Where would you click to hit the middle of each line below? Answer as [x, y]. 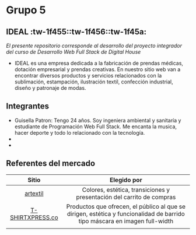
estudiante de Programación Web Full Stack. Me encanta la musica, [95, 127]
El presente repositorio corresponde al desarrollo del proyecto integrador [94, 45]
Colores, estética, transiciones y [126, 190]
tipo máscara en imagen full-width [126, 221]
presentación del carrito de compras [126, 197]
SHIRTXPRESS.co [34, 218]
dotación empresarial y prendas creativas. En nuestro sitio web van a [97, 69]
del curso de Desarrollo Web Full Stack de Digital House [73, 52]
